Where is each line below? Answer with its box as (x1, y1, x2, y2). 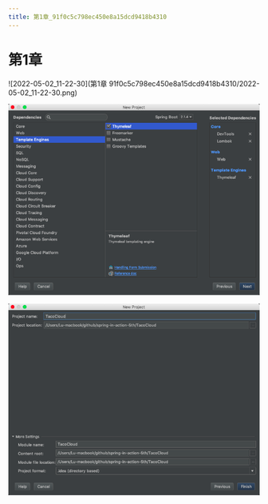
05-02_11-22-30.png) (8, 88, 78, 97)
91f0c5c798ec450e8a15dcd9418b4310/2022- (108, 78, 260, 88)
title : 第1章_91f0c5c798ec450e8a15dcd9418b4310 (8, 13, 167, 21)
